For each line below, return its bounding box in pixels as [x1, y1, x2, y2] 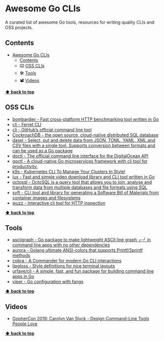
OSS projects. [5, 24, 33, 30]
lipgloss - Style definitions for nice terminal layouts [12, 263, 115, 269]
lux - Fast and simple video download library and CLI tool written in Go [12, 173, 155, 180]
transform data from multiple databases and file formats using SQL [12, 184, 147, 190]
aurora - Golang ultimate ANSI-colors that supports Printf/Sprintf [12, 247, 143, 253]
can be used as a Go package [12, 147, 73, 153]
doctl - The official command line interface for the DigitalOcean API [12, 153, 149, 159]
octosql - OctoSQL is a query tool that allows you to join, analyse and [12, 179, 152, 185]
